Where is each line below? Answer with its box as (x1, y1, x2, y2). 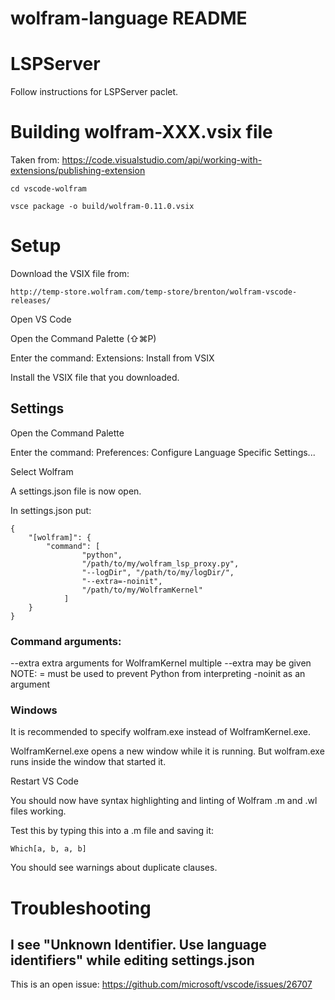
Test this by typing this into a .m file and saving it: (10, 825, 215, 837)
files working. (10, 805, 67, 817)
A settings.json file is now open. (10, 485, 142, 497)
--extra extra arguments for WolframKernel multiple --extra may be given (10, 657, 312, 669)
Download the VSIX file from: (10, 268, 130, 279)
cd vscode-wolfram (10, 184, 87, 194)
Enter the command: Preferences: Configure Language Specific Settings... (10, 446, 316, 458)
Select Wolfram (10, 465, 74, 477)
